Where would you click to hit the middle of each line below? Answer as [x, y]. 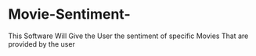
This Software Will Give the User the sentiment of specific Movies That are [128, 36]
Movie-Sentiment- [69, 14]
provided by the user [42, 44]
